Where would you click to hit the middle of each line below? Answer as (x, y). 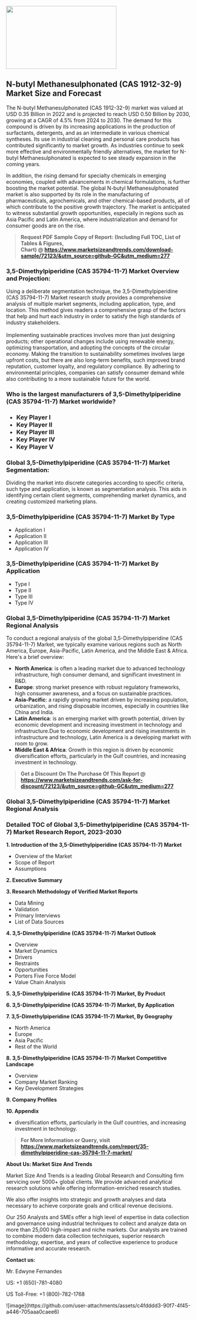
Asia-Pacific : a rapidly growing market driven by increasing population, (101, 700)
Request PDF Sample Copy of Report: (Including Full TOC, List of (101, 237)
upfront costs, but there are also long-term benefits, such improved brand (96, 360)
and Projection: (29, 278)
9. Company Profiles (31, 1100)
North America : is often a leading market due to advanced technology (100, 668)
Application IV (31, 549)
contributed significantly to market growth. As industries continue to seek (95, 145)
